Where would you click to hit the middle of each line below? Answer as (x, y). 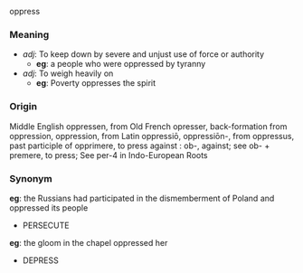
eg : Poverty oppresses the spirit (96, 83)
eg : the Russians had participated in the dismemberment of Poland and (142, 198)
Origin (24, 107)
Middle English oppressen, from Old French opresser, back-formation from (148, 126)
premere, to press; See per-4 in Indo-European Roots (109, 155)
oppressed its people (49, 207)
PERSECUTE (46, 225)
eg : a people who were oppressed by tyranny (121, 64)
